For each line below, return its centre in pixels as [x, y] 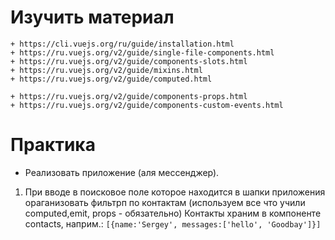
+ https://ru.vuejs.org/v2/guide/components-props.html [129, 96]
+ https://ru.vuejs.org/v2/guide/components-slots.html [129, 61]
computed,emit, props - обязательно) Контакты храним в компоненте [173, 213]
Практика [53, 145]
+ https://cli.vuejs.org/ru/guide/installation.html [122, 44]
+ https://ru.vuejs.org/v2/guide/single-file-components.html [142, 52]
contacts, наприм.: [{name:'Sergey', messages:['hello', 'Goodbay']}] [173, 223]
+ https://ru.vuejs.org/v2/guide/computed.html [111, 79]
